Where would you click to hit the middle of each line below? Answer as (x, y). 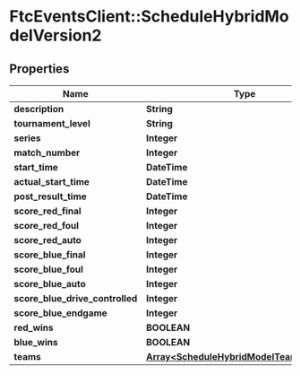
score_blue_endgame (60, 313)
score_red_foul (46, 226)
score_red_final (48, 211)
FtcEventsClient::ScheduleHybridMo (149, 17)
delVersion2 (56, 35)
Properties (39, 69)
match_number (47, 153)
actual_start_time (52, 182)
